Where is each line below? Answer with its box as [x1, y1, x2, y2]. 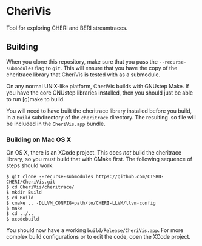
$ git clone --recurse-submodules [6, 174, 94, 180]
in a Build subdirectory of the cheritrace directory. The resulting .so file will [6, 113, 196, 121]
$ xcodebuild [6, 216, 39, 222]
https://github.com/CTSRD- [96, 174, 164, 180]
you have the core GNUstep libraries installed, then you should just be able [6, 89, 193, 96]
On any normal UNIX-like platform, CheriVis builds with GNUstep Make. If [6, 82, 189, 90]
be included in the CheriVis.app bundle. [6, 120, 106, 127]
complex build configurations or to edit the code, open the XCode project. [6, 233, 191, 241]
